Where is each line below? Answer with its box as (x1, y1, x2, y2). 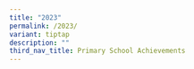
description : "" (9, 38, 70, 47)
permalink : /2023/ (9, 22, 78, 30)
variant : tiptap (9, 30, 70, 39)
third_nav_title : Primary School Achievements (9, 47, 186, 56)
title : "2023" (9, 13, 63, 22)
